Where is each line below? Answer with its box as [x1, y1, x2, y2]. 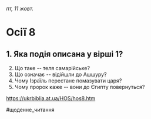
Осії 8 [6, 26, 36, 39]
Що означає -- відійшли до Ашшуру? [14, 71, 107, 78]
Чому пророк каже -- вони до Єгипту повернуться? [14, 84, 145, 90]
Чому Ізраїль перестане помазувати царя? [14, 77, 122, 84]
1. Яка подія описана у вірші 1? [6, 49, 123, 59]
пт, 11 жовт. [6, 5, 34, 12]
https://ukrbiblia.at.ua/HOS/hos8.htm [6, 95, 96, 102]
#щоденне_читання [6, 106, 55, 113]
